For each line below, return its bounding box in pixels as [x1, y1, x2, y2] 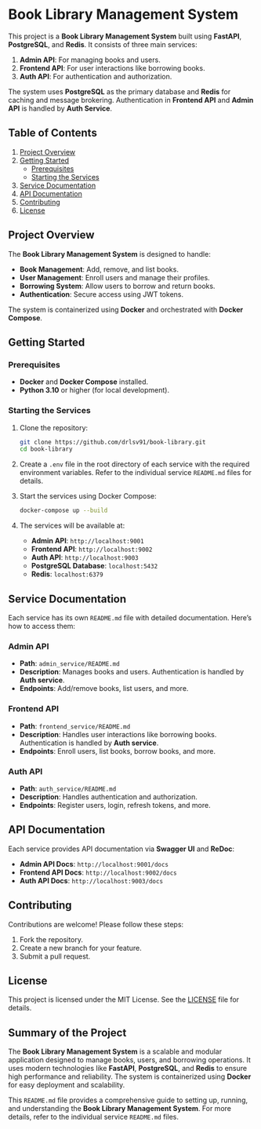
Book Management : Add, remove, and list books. [19, 265, 179, 274]
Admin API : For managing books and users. [19, 55, 161, 64]
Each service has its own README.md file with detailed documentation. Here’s [8, 612, 252, 622]
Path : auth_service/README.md [19, 784, 117, 793]
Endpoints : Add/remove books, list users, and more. [19, 684, 189, 693]
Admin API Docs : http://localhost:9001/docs [19, 859, 169, 868]
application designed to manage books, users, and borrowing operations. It [8, 1055, 251, 1065]
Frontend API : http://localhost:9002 [31, 544, 153, 554]
